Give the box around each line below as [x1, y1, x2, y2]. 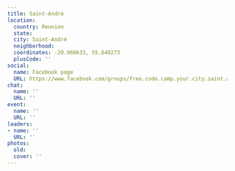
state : [13, 29, 33, 37]
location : [7, 17, 36, 24]
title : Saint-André [7, 10, 64, 17]
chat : [7, 82, 23, 89]
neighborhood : [13, 43, 55, 50]
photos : [7, 140, 30, 147]
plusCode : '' [13, 56, 52, 63]
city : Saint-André [13, 36, 68, 43]
